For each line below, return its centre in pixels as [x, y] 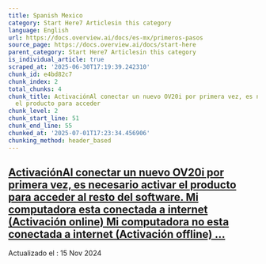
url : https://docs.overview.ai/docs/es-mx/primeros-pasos [106, 38]
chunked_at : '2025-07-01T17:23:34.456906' [79, 133]
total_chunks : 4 [35, 89]
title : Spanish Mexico [46, 15]
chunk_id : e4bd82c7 [40, 74]
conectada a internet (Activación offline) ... [117, 234]
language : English [38, 30]
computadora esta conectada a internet [108, 209]
